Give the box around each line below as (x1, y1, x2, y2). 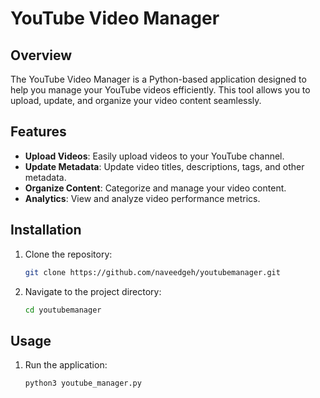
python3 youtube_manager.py (24, 378, 142, 389)
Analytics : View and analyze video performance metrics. (24, 192, 261, 204)
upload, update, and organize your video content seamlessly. (10, 95, 262, 106)
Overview (10, 47, 73, 64)
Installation (10, 222, 82, 239)
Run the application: (24, 359, 108, 371)
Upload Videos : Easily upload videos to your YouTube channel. (24, 150, 285, 162)
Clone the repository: (24, 248, 113, 260)
